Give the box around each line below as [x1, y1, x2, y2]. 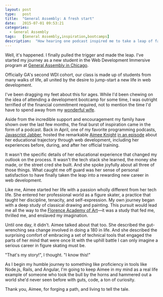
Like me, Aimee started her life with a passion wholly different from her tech [5, 186, 157, 192]
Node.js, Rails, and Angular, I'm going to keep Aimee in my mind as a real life [5, 266, 158, 272]
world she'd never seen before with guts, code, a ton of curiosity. [5, 277, 136, 282]
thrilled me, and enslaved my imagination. [5, 212, 88, 218]
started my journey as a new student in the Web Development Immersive [5, 57, 150, 63]
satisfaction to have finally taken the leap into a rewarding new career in [5, 172, 149, 178]
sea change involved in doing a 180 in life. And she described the [27, 227, 158, 233]
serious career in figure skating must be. [5, 242, 86, 248]
